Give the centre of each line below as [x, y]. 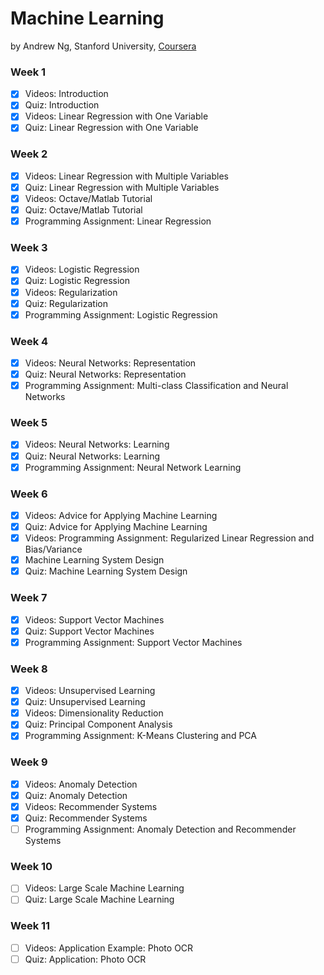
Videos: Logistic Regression [82, 269]
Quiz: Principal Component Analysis [98, 724]
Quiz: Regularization [66, 303]
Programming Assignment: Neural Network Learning [133, 467]
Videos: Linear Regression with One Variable [116, 116]
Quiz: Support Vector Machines [89, 631]
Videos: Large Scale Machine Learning [104, 888]
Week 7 [29, 598]
